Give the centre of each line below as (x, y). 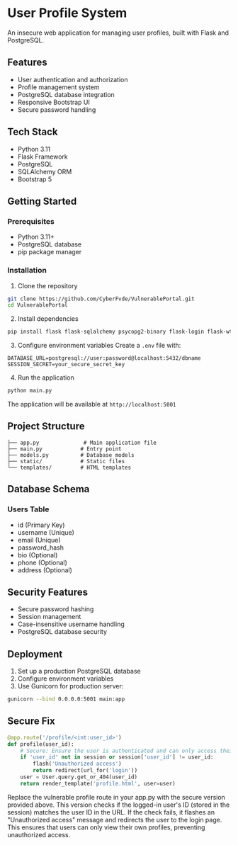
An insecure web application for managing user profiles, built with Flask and (118, 33)
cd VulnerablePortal (38, 305)
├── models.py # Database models (71, 455)
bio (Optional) (38, 555)
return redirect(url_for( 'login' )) (85, 771)
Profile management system (58, 87)
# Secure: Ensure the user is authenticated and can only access (119, 751)
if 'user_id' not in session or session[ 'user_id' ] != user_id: (117, 757)
